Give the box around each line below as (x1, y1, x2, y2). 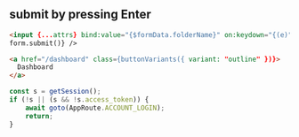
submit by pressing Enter (9, 7, 151, 22)
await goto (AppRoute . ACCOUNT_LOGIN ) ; (25, 103, 166, 112)
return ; (25, 111, 53, 120)
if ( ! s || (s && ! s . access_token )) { (9, 95, 149, 104)
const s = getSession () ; (9, 88, 101, 96)
